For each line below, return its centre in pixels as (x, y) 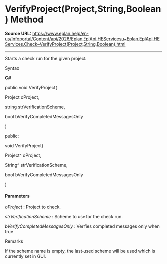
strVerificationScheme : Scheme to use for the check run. (64, 217)
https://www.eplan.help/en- (61, 33)
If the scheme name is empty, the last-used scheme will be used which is (80, 251)
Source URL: (18, 33)
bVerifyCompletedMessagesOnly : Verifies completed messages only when (83, 226)
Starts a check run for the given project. (46, 58)
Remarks (14, 241)
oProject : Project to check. (33, 207)
